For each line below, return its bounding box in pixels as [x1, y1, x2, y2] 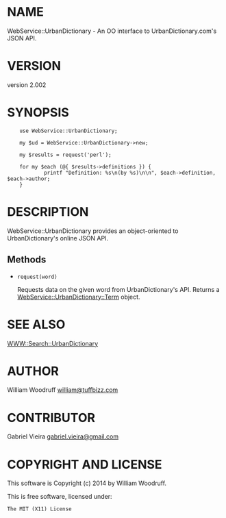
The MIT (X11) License [7, 506, 72, 513]
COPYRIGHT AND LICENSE [7, 456, 162, 472]
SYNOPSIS [7, 105, 70, 121]
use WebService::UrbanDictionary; [19, 127, 118, 134]
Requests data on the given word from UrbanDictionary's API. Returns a [16, 285, 221, 293]
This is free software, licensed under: [7, 493, 112, 501]
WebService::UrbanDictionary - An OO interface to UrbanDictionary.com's [7, 27, 217, 35]
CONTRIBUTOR [7, 410, 96, 425]
